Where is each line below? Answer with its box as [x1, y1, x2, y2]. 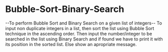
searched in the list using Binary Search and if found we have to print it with [5, 36, 163, 42]
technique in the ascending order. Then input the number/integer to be [5, 30, 152, 36]
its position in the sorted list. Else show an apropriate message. [5, 41, 137, 47]
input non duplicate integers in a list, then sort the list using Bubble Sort [5, 25, 154, 31]
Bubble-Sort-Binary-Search [5, 3, 124, 15]
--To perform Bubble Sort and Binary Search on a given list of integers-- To [5, 20, 162, 26]
